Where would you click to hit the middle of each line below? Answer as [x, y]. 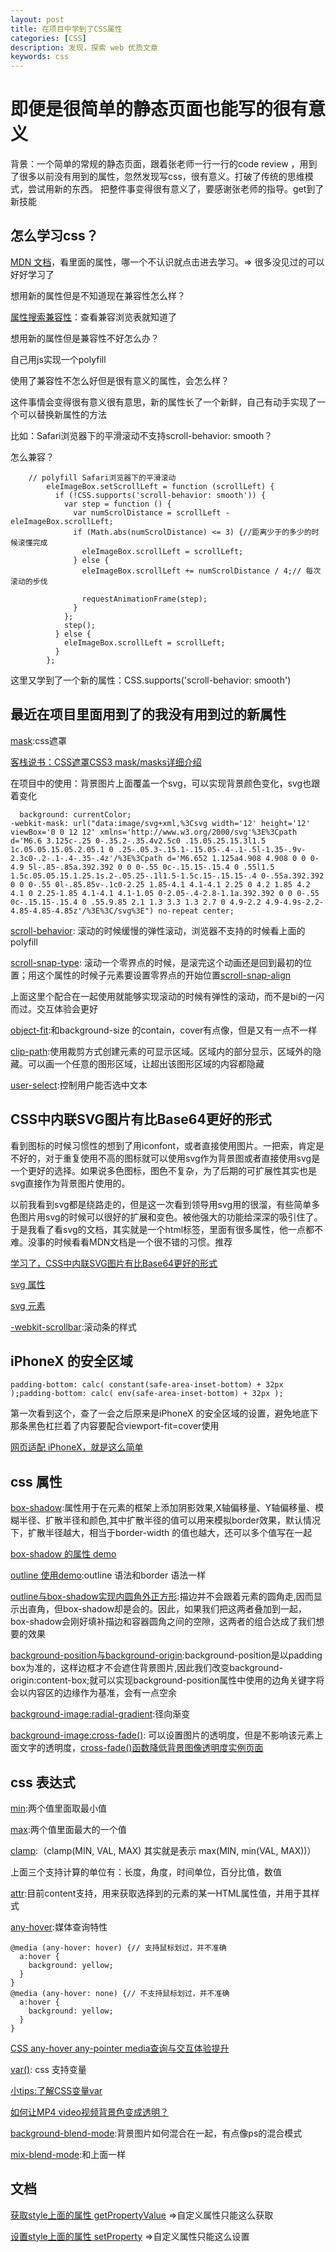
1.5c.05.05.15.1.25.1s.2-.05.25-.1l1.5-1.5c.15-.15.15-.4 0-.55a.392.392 [167, 876]
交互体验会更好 [67, 1008]
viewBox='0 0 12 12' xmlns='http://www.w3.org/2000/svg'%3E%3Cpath [154, 832]
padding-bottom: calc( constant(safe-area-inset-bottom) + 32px [147, 1385]
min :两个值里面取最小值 [58, 1808]
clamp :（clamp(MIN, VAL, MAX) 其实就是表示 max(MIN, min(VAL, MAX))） [163, 1850]
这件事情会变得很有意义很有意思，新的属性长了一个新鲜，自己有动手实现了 [163, 402]
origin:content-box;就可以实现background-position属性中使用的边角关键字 [163, 1680]
